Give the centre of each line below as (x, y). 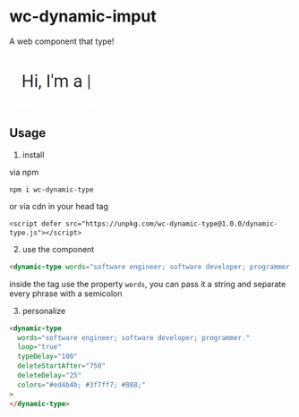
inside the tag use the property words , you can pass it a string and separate (148, 284)
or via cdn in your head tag (59, 206)
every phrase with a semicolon (66, 294)
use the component (58, 249)
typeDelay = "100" (47, 357)
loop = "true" (40, 347)
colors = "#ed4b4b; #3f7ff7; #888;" (81, 385)
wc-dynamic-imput (83, 17)
